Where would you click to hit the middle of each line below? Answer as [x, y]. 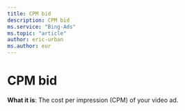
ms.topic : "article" [37, 33]
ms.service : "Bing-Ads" [42, 27]
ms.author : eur [29, 46]
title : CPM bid [29, 14]
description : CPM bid [39, 20]
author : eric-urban [35, 40]
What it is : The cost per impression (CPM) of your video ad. [93, 100]
